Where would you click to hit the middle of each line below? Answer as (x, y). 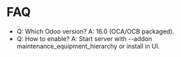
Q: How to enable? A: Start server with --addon (84, 38)
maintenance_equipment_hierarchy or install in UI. (88, 46)
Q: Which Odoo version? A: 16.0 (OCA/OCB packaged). (95, 31)
